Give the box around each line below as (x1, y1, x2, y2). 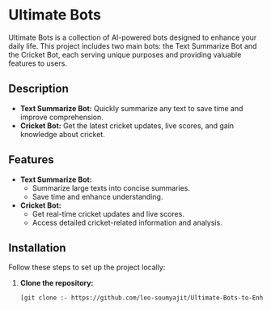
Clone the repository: (19, 278, 94, 288)
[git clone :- (19, 294, 68, 302)
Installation (8, 241, 66, 255)
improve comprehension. (19, 112, 104, 122)
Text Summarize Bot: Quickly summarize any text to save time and (19, 103, 243, 113)
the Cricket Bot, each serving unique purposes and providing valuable (8, 50, 242, 59)
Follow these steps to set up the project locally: (8, 262, 166, 273)
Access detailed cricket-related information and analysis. (32, 217, 222, 227)
